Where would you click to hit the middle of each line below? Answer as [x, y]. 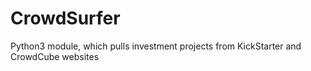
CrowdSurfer [65, 18]
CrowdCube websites [55, 56]
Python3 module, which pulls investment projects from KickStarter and [156, 46]
